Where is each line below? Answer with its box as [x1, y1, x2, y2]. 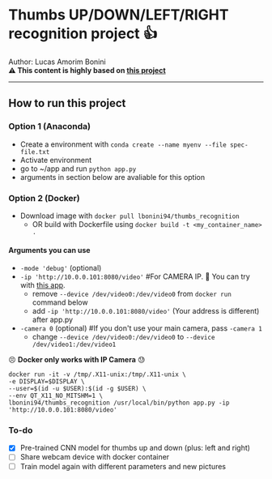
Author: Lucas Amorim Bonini [8, 57, 107, 66]
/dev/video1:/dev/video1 [32, 340, 117, 349]
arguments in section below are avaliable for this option [19, 172, 205, 182]
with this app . [19, 280, 66, 290]
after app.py [32, 314, 74, 325]
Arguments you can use [8, 245, 91, 254]
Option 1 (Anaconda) [8, 121, 91, 132]
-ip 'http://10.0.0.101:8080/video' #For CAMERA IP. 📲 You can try [19, 272, 251, 281]
